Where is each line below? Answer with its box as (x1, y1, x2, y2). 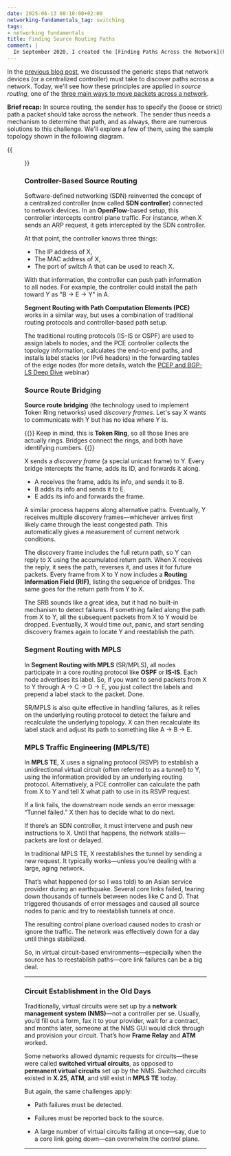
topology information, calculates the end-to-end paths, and (24, 346, 192, 355)
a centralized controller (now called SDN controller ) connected (24, 199, 203, 207)
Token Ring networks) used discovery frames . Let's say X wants (24, 408, 206, 417)
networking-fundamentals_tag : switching (7, 17, 125, 23)
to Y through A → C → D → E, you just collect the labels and (24, 682, 193, 691)
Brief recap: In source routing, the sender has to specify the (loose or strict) (7, 103, 223, 111)
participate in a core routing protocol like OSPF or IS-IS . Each (24, 668, 198, 676)
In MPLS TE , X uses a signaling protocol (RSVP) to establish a (24, 758, 199, 767)
